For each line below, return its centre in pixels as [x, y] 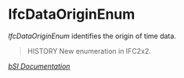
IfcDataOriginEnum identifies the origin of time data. [92, 36]
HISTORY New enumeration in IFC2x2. [89, 51]
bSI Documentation [39, 66]
